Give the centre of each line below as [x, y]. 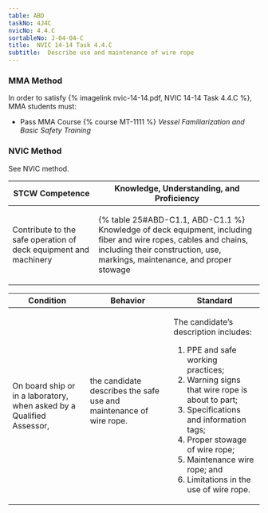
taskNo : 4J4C [30, 23]
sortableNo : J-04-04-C [46, 38]
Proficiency [177, 198]
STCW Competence [51, 193]
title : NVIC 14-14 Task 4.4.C [60, 45]
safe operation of [45, 239]
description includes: [213, 332]
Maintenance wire [221, 460]
